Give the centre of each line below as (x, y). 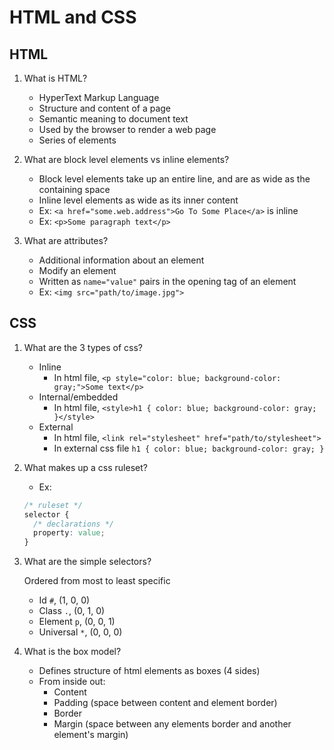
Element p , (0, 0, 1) (77, 622)
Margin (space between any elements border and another (172, 724)
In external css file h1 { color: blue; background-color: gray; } (189, 448)
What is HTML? (55, 78)
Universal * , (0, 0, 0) (80, 632)
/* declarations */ (73, 524)
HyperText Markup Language (99, 97)
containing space (74, 189)
